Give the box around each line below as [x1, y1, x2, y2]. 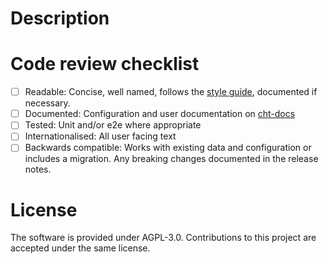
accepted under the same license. [10, 242, 151, 254]
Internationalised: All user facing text [24, 130, 177, 142]
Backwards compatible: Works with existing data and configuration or [24, 142, 312, 154]
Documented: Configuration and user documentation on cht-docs [24, 108, 296, 120]
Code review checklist [10, 53, 200, 76]
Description [10, 7, 110, 30]
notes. [24, 163, 52, 176]
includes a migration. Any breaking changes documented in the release [24, 153, 319, 165]
